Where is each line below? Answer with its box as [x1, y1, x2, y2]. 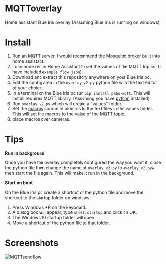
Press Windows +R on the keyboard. [12, 204, 87, 210]
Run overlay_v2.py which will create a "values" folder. [12, 100, 123, 106]
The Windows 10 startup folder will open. [12, 214, 96, 220]
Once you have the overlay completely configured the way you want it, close [5, 159, 162, 165]
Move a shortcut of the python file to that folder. [12, 220, 110, 226]
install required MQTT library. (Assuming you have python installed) [12, 95, 150, 101]
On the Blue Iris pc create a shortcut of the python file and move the [5, 189, 144, 195]
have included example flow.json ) [12, 69, 82, 75]
